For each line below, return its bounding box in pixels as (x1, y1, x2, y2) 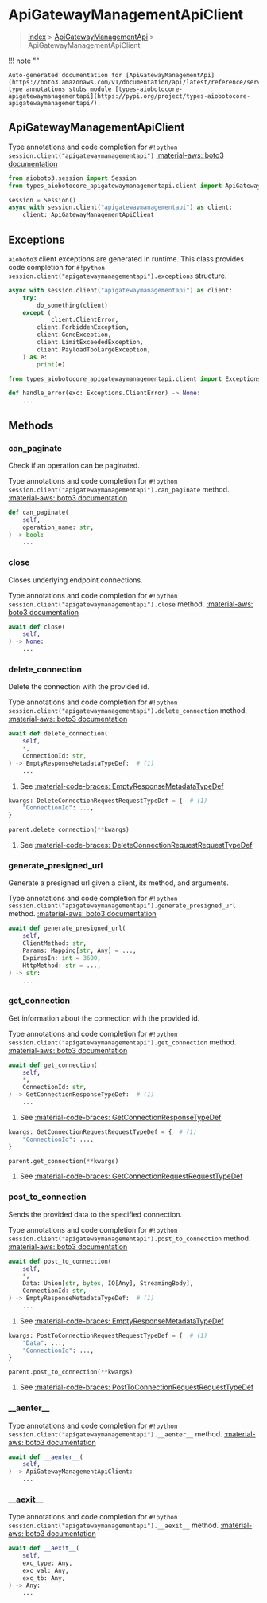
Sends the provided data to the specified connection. (8, 1209, 183, 1219)
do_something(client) (37, 301, 109, 309)
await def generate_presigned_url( (8, 924, 126, 933)
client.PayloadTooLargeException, (37, 345, 151, 354)
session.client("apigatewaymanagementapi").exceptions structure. (8, 271, 227, 280)
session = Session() (8, 196, 77, 204)
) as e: (22, 353, 48, 361)
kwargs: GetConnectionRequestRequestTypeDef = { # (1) (8, 1127, 197, 1136)
